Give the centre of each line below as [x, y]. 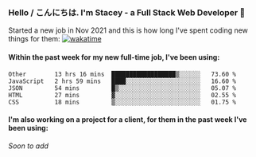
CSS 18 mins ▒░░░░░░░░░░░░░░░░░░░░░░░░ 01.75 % [122, 102]
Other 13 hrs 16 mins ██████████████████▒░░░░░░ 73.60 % [122, 74]
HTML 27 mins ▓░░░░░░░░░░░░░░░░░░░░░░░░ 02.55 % [122, 95]
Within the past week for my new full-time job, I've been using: [114, 57]
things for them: [35, 39]
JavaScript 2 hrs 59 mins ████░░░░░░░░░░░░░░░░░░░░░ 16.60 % [122, 81]
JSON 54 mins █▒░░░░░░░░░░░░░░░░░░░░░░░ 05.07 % [122, 88]
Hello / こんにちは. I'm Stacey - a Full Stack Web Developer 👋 [127, 12]
